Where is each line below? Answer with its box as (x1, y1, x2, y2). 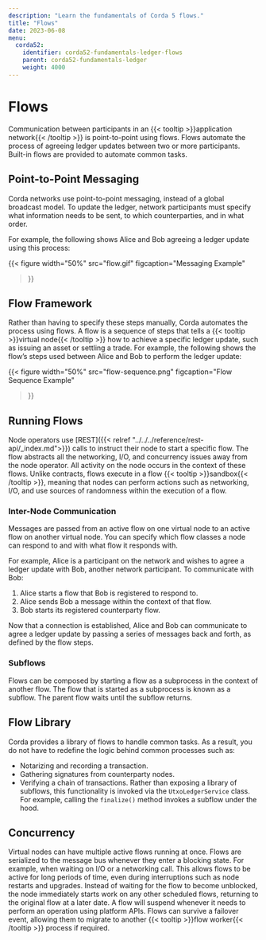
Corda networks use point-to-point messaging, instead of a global (8, 193, 225, 203)
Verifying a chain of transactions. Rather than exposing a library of (19, 778, 237, 787)
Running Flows (8, 414, 83, 427)
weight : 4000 (22, 64, 66, 72)
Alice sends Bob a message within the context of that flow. (19, 597, 212, 607)
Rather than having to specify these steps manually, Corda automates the (8, 318, 249, 327)
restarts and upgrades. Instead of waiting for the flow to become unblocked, (8, 881, 258, 891)
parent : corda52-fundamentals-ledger (22, 57, 148, 64)
